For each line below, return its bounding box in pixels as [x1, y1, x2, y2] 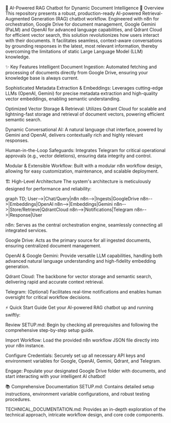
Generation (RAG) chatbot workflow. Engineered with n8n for [31, 16, 160, 22]
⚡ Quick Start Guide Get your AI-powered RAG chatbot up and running [5, 305, 154, 310]
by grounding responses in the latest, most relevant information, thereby [5, 43, 158, 49]
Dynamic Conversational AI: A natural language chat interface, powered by [5, 126, 163, 133]
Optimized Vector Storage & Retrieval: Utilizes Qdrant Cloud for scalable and [5, 105, 166, 112]
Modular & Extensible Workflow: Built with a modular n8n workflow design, [5, 163, 163, 168]
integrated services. [5, 227, 48, 233]
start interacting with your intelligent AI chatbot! [5, 373, 106, 379]
